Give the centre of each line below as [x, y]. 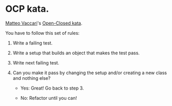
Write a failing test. [33, 43]
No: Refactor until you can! [49, 98]
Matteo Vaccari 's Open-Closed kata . [44, 23]
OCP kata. [27, 9]
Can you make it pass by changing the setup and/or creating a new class [90, 73]
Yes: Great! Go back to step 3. [52, 88]
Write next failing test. [36, 62]
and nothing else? [32, 78]
